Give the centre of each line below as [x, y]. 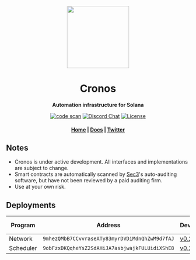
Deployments [31, 205]
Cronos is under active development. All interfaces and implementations [101, 162]
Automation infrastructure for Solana [98, 105]
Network [21, 239]
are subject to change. [41, 168]
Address [108, 226]
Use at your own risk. [40, 187]
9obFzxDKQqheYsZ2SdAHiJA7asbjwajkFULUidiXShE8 [108, 248]
